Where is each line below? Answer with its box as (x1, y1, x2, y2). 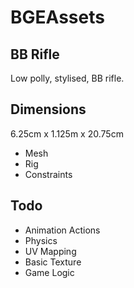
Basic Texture (24, 256, 82, 268)
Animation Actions (24, 224, 101, 236)
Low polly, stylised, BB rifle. (10, 72, 125, 84)
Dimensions (10, 101, 87, 118)
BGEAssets (10, 6, 105, 29)
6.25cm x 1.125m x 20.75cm (10, 127, 124, 140)
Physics (24, 234, 58, 246)
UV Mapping (24, 245, 77, 257)
